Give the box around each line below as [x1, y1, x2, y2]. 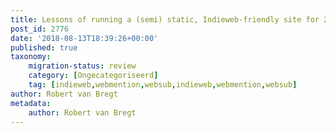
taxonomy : [10, 52, 52, 62]
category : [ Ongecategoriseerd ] [28, 71, 159, 81]
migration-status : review [28, 61, 137, 71]
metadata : [10, 98, 52, 108]
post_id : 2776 [10, 24, 70, 34]
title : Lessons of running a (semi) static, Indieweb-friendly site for [10, 14, 320, 25]
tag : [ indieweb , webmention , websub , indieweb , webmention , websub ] [28, 80, 298, 90]
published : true [10, 42, 78, 53]
